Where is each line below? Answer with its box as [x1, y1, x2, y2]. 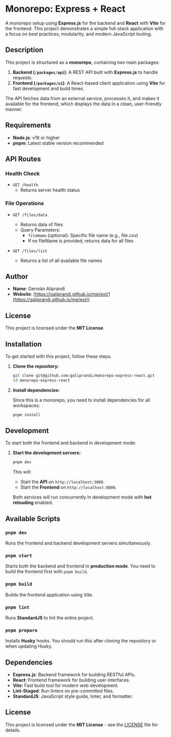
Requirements [5, 121, 51, 130]
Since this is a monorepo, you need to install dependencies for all [12, 397, 151, 403]
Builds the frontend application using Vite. [5, 591, 93, 598]
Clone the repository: [12, 363, 59, 369]
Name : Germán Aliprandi [12, 286, 65, 292]
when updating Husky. [5, 643, 53, 649]
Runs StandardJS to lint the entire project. [5, 614, 94, 621]
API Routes [5, 154, 41, 163]
